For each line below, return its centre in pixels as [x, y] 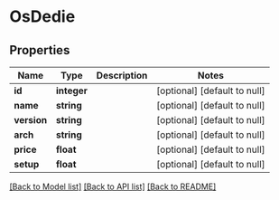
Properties [40, 50]
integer [72, 90]
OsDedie [42, 17]
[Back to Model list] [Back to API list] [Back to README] [113, 186]
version [31, 120]
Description [122, 76]
